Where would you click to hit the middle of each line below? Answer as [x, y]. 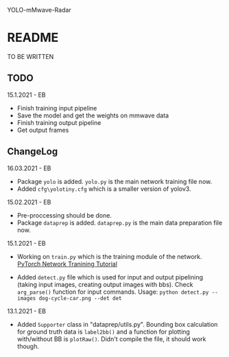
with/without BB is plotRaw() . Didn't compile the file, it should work [111, 338]
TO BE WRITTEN [31, 56]
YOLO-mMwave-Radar [39, 10]
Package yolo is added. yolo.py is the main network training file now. [114, 181]
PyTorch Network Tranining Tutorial [67, 264]
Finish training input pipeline [57, 108]
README [33, 38]
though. [28, 346]
